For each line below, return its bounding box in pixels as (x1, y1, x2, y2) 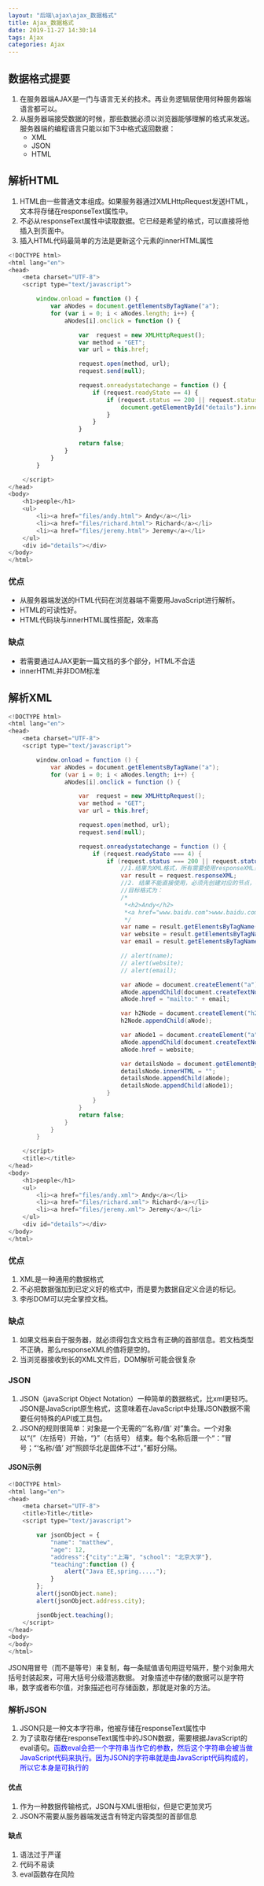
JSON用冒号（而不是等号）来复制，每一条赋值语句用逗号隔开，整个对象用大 (8, 1663, 255, 1672)
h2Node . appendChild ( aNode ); (120, 1017, 213, 1025)
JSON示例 (8, 1463, 42, 1472)
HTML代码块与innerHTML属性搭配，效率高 (19, 615, 159, 625)
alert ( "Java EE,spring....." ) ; (64, 1567, 167, 1576)
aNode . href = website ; (120, 1046, 195, 1054)
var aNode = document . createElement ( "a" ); (120, 980, 262, 988)
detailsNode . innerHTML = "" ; (120, 1067, 216, 1075)
